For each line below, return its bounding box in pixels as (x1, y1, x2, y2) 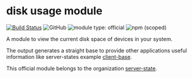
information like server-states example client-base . (6, 53, 132, 60)
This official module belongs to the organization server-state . (6, 64, 157, 72)
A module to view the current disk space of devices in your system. (6, 35, 173, 42)
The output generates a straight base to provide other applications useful (6, 46, 187, 54)
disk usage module (6, 4, 103, 18)
